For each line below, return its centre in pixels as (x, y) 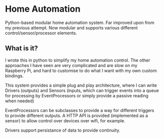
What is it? (21, 48)
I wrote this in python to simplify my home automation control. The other (78, 60)
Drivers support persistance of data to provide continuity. (63, 130)
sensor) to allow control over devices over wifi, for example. (65, 120)
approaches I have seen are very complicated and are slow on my (71, 65)
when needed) (20, 101)
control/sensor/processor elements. (41, 33)
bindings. (14, 76)
